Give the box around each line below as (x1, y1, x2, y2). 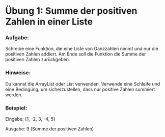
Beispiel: (5, 104, 28, 112)
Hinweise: (5, 69, 31, 76)
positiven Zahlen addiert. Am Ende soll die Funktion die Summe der (5, 51, 146, 57)
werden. (5, 92, 23, 98)
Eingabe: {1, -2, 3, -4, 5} (5, 116, 56, 122)
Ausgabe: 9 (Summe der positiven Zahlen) (5, 126, 94, 132)
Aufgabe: (5, 34, 29, 41)
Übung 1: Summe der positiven (5, 5, 137, 17)
